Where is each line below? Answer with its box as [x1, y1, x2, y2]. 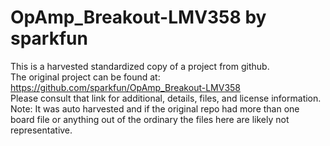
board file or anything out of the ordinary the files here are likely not [10, 113, 290, 125]
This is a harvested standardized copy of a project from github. [10, 60, 270, 72]
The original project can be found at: [10, 71, 161, 83]
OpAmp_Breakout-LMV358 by [10, 6, 267, 29]
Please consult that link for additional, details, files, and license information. [10, 92, 322, 104]
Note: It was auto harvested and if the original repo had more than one [10, 102, 300, 115]
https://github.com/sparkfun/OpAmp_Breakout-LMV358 [10, 81, 241, 93]
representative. [10, 124, 73, 136]
